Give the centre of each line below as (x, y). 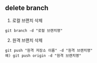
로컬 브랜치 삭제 (27, 20)
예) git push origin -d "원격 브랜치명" (43, 56)
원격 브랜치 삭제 (27, 40)
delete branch (27, 8)
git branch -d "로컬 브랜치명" (34, 31)
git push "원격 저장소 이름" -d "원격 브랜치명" (49, 50)
